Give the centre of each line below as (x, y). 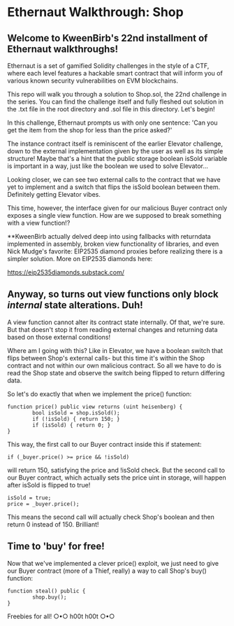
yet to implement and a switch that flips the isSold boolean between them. (114, 187)
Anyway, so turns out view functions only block (113, 294)
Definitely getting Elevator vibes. (54, 194)
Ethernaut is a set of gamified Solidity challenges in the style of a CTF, (108, 66)
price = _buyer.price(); (43, 504)
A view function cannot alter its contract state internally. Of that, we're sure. (116, 322)
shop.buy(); (50, 597)
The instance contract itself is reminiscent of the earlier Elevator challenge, (115, 144)
